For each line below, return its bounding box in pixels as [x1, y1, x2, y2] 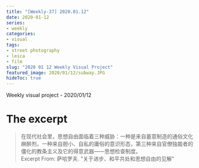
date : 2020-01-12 [6, 14, 49, 20]
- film [6, 58, 23, 64]
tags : [6, 42, 20, 48]
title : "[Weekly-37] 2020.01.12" [6, 8, 89, 15]
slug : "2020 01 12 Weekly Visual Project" [6, 64, 113, 70]
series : [6, 20, 26, 26]
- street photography [6, 48, 60, 54]
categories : [6, 31, 36, 37]
